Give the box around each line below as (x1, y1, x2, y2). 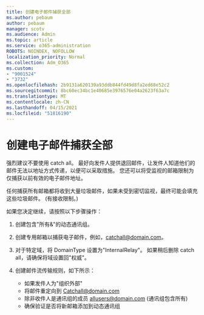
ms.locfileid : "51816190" (6, 110, 72, 116)
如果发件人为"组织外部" (24, 280, 83, 287)
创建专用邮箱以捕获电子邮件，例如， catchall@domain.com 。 (15, 234, 167, 241)
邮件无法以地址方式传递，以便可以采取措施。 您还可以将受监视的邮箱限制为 (6, 167, 194, 174)
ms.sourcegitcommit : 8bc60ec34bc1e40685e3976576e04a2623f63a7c (6, 88, 170, 94)
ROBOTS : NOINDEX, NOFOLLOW (6, 48, 75, 55)
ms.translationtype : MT (6, 93, 67, 99)
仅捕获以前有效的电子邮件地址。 (6, 174, 86, 182)
